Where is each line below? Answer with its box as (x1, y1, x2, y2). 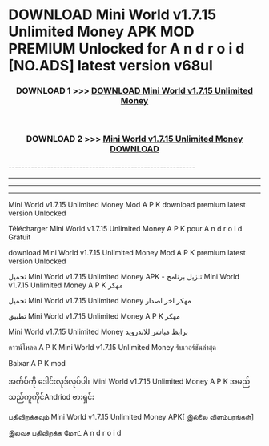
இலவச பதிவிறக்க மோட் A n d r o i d (8, 428, 122, 437)
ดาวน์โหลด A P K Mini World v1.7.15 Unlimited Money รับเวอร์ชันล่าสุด (8, 342, 216, 352)
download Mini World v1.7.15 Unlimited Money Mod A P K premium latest (8, 247, 246, 257)
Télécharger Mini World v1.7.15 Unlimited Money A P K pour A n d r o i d (8, 223, 243, 233)
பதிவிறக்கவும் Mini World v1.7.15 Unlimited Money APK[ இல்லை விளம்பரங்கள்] (8, 412, 255, 421)
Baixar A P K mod (8, 358, 66, 368)
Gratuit (8, 232, 31, 242)
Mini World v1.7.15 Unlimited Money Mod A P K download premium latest (8, 199, 246, 209)
